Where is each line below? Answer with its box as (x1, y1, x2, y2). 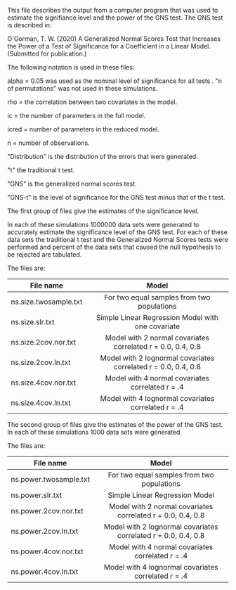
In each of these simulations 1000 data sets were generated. (7, 428, 183, 436)
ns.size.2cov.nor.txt (11, 338, 76, 347)
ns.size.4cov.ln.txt (11, 398, 71, 407)
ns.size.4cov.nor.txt (11, 378, 76, 387)
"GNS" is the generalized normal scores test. (7, 179, 137, 188)
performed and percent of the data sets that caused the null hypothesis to (7, 243, 221, 251)
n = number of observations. (7, 139, 90, 147)
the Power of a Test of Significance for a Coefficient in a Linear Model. (7, 42, 211, 50)
